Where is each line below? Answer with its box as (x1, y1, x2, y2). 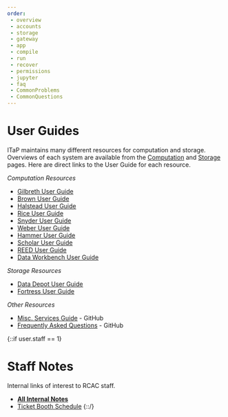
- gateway (10, 36, 39, 43)
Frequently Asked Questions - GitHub (17, 321, 124, 329)
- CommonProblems (10, 87, 60, 94)
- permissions (10, 68, 51, 74)
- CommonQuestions (10, 94, 63, 101)
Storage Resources (7, 266, 62, 274)
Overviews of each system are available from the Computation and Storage (7, 153, 221, 161)
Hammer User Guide (17, 231, 76, 239)
